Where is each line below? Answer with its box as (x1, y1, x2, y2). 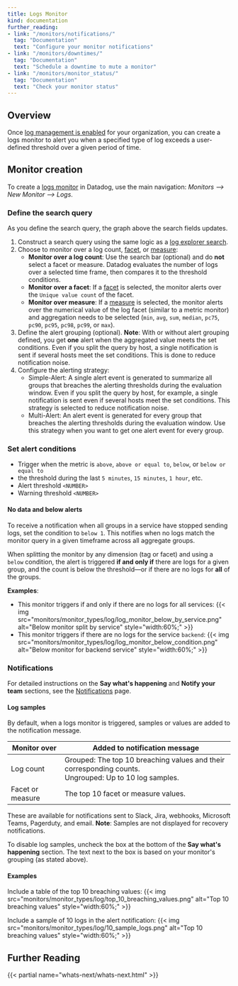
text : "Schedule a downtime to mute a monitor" (13, 63, 157, 70)
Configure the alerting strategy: (17, 366, 110, 375)
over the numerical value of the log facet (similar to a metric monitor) (28, 306, 229, 314)
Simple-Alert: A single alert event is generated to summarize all (28, 373, 212, 382)
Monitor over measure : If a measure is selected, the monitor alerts (28, 298, 223, 307)
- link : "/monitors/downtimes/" (7, 50, 103, 57)
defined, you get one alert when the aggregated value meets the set (17, 336, 217, 344)
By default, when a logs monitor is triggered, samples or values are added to (7, 718, 230, 728)
